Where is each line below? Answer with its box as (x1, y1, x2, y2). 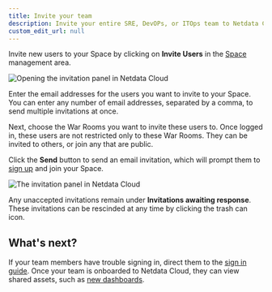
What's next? (8, 236, 78, 250)
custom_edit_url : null (8, 27, 85, 35)
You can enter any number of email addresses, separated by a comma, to (8, 98, 253, 108)
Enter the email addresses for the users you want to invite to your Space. (8, 89, 252, 99)
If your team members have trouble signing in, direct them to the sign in (8, 257, 247, 268)
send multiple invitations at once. (8, 106, 119, 116)
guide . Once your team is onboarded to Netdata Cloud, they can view (8, 266, 240, 276)
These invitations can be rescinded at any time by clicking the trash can (8, 204, 249, 213)
